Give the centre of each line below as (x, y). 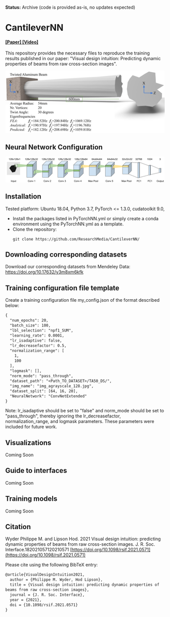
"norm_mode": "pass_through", (41, 376)
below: (12, 306)
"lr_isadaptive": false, (36, 341)
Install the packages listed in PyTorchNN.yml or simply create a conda (86, 218)
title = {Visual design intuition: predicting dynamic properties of (84, 585)
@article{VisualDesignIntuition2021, (45, 575)
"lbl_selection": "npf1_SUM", (41, 330)
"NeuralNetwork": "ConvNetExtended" (48, 396)
